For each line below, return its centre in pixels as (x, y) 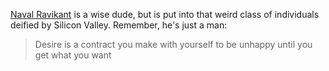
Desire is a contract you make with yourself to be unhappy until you (173, 44)
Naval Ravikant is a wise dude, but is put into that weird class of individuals (165, 14)
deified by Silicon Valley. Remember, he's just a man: (119, 25)
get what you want (73, 55)
